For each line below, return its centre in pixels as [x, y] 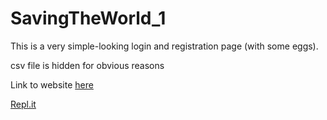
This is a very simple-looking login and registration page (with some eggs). [164, 46]
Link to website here [52, 84]
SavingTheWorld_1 [88, 18]
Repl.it [23, 104]
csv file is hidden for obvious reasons [87, 65]
